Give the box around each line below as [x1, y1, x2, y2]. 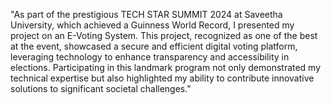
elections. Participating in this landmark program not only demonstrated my [10, 62, 322, 73]
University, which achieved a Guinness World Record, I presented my [10, 19, 295, 31]
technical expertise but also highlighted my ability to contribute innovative [10, 72, 315, 84]
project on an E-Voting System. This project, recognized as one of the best [10, 30, 318, 41]
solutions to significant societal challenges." [10, 83, 192, 94]
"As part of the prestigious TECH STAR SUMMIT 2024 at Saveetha [10, 9, 283, 20]
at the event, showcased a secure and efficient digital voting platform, [10, 40, 298, 52]
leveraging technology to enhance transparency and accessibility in [10, 51, 290, 63]
